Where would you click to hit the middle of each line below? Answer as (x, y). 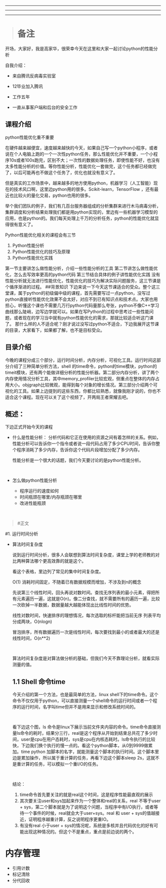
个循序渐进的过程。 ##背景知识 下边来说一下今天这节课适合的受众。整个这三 (83, 287)
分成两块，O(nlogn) (32, 622)
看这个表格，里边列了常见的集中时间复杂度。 (58, 572)
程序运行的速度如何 (39, 491)
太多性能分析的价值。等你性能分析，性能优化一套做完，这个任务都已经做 (79, 166)
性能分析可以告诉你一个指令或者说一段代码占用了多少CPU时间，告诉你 (84, 444)
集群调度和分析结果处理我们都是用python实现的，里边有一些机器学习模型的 (82, 212)
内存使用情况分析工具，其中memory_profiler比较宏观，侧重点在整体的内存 (80, 378)
